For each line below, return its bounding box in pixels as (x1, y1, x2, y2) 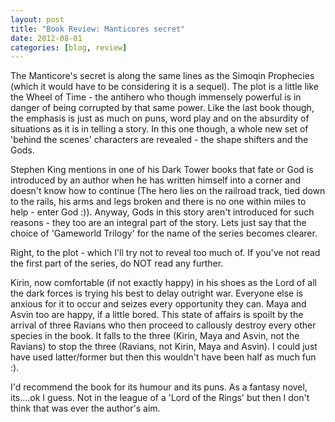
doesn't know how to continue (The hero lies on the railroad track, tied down (10, 185, 326, 197)
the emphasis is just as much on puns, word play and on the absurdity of (10, 112, 310, 125)
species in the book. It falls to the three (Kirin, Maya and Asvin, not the (10, 330, 300, 342)
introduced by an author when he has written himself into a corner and (10, 174, 302, 186)
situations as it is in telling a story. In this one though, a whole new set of (10, 123, 309, 135)
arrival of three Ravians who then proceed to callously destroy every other (10, 319, 317, 331)
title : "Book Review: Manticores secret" (10, 24, 186, 34)
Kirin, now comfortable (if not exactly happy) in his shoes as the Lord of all (10, 277, 317, 289)
